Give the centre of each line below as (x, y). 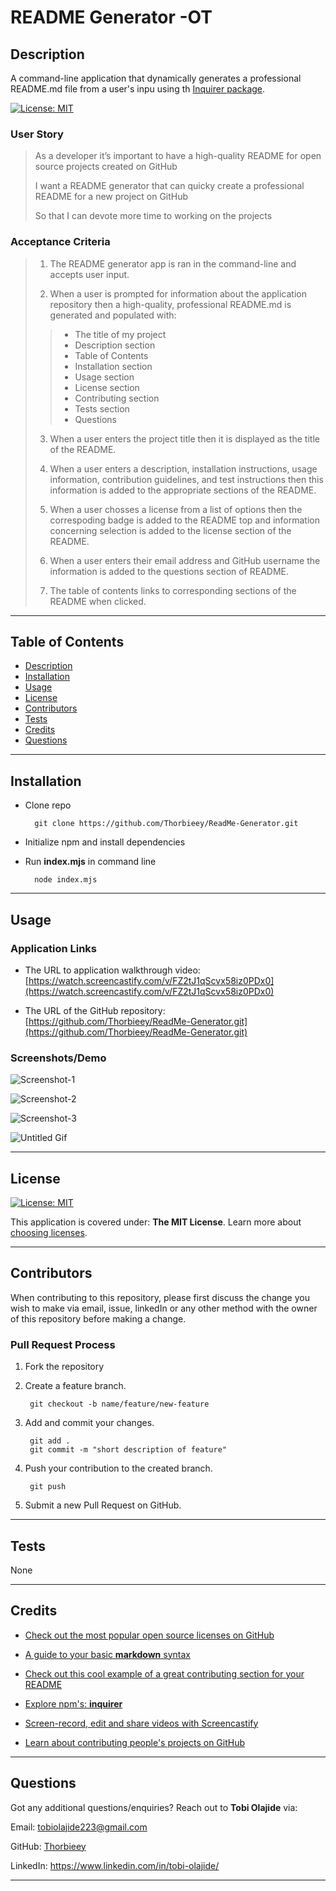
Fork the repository (64, 1367)
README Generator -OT (111, 17)
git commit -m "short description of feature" (128, 1450)
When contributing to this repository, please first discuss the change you (160, 1297)
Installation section (113, 366)
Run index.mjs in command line (90, 862)
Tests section (102, 408)
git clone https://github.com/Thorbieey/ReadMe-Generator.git (166, 824)
